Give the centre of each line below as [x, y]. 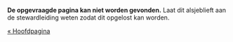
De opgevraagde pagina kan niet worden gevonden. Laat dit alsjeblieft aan [117, 10]
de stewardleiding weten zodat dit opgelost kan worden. [88, 17]
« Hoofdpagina [29, 31]
